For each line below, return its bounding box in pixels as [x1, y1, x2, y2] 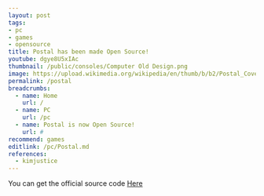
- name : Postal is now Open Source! [15, 121, 135, 129]
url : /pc [22, 114, 51, 122]
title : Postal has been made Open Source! [8, 48, 149, 56]
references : [8, 150, 47, 158]
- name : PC [15, 107, 51, 114]
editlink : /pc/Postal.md [8, 143, 90, 151]
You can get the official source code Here [8, 179, 143, 188]
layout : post [8, 11, 51, 20]
